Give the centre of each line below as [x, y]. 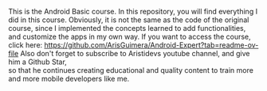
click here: [26, 45]
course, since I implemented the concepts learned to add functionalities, [127, 28]
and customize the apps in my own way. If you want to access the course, [130, 36]
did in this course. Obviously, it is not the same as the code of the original [129, 20]
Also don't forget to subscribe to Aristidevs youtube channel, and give [135, 53]
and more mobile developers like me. [69, 79]
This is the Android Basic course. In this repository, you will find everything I [133, 11]
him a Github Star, [38, 62]
